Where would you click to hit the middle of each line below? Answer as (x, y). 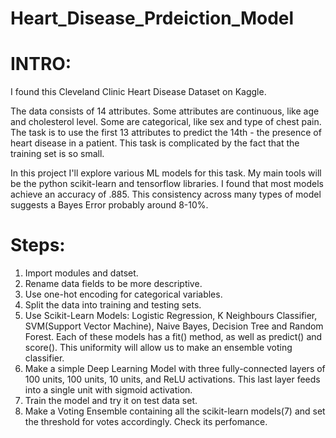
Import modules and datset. (81, 273)
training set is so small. (57, 154)
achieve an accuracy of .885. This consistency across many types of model (166, 194)
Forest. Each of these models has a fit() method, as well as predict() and (173, 337)
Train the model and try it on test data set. (111, 401)
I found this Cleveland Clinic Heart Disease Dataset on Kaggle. (138, 92)
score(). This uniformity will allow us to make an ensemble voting (158, 348)
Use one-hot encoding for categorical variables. (123, 294)
